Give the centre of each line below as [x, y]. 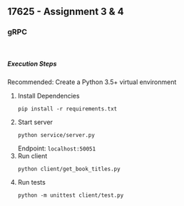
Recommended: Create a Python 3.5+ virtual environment [92, 82]
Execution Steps [32, 64]
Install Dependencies [48, 96]
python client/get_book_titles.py [69, 169]
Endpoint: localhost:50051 [57, 148]
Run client [32, 155]
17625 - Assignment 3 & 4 [66, 12]
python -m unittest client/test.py [71, 195]
